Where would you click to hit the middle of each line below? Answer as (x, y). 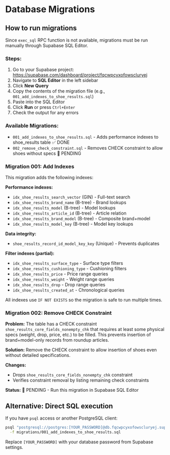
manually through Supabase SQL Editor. (47, 46)
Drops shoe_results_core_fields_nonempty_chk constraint (73, 375)
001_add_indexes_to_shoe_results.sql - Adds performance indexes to (85, 137)
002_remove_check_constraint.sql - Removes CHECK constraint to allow (88, 148)
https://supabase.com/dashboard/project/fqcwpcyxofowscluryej (80, 75)
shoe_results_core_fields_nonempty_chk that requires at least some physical (85, 329)
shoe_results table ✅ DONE (41, 142)
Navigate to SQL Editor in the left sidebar (55, 80)
